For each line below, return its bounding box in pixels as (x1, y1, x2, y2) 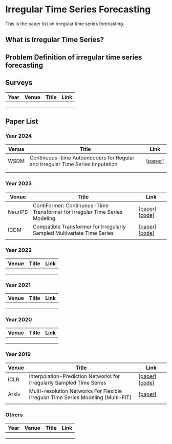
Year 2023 (5, 180, 32, 187)
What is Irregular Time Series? (5, 35, 104, 44)
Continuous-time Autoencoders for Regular (30, 154, 135, 162)
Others (5, 411, 23, 418)
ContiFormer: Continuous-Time (32, 201, 109, 209)
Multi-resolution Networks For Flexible (29, 387, 122, 394)
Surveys (5, 78, 33, 87)
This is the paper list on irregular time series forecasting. (5, 21, 124, 27)
